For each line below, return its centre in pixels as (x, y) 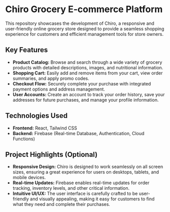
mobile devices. (29, 178)
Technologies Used (36, 116)
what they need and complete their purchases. (61, 204)
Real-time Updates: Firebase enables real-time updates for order (81, 183)
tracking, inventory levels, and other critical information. (71, 188)
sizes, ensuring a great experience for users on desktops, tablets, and (86, 172)
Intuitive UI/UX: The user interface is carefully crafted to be (75, 194)
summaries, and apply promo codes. (51, 78)
